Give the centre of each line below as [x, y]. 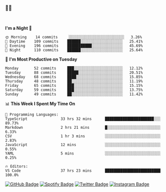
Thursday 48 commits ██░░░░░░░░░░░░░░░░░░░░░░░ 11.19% [74, 81]
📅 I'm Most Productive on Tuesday [41, 59]
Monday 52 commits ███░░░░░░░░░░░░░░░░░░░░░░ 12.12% [74, 69]
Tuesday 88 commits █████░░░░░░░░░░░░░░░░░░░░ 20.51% [74, 73]
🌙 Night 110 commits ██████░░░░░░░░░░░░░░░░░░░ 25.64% [74, 50]
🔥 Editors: [17, 167]
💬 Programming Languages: [32, 115]
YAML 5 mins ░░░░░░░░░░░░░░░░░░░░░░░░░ [83, 154]
